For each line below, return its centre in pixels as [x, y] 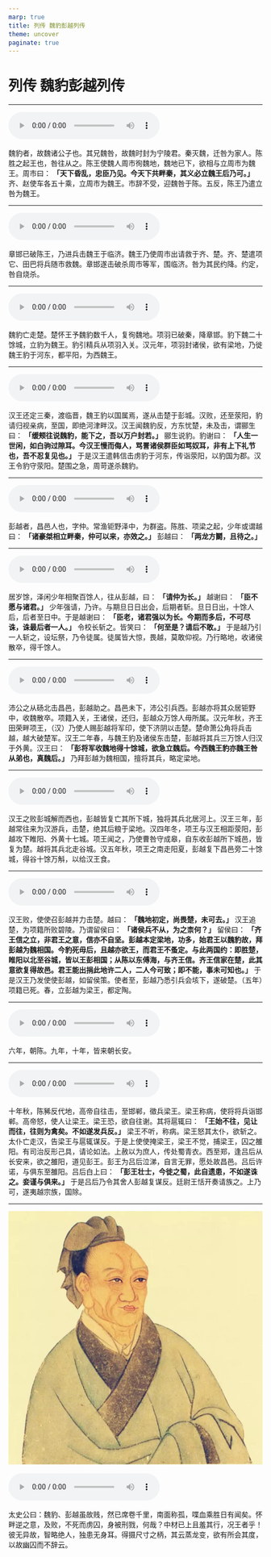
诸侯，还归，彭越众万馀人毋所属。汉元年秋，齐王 [181, 718]
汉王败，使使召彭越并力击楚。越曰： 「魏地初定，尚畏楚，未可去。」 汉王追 [132, 920]
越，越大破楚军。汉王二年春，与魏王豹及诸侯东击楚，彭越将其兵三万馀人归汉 [135, 738]
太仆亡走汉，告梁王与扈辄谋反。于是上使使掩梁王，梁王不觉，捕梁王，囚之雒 [135, 1142]
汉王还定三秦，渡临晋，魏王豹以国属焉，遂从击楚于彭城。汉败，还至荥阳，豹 [135, 415]
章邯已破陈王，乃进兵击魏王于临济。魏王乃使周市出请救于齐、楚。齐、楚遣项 [135, 254]
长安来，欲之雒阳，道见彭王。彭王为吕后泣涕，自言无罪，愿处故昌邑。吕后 [132, 1162]
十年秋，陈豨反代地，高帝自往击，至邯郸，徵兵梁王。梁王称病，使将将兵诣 [132, 1111]
